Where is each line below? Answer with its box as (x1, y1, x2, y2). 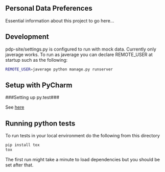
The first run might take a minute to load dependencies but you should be (5, 156, 160, 162)
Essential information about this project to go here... (5, 17, 114, 23)
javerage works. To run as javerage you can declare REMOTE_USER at (5, 51, 153, 58)
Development (5, 33, 50, 41)
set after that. (5, 162, 34, 168)
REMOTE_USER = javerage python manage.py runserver (5, 66, 113, 72)
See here (5, 104, 25, 110)
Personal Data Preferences (5, 4, 93, 13)
